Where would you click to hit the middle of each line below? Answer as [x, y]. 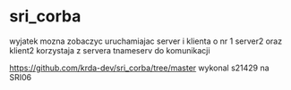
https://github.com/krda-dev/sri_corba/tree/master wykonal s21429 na [140, 68]
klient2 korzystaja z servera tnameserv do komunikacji [110, 50]
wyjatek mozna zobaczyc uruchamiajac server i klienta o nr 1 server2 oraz [146, 41]
